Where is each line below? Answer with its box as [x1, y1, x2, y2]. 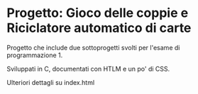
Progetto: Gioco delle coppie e [6, 5, 189, 21]
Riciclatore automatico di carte [6, 20, 192, 36]
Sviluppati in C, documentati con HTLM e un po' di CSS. [6, 64, 170, 73]
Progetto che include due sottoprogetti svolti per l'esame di [6, 43, 180, 52]
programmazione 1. [6, 51, 63, 59]
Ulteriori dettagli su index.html [6, 78, 95, 86]
